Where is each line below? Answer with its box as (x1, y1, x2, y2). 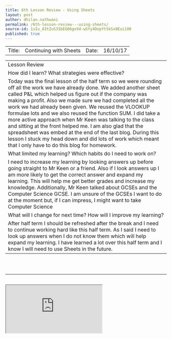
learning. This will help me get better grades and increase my (8, 178, 155, 184)
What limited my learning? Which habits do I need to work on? (8, 150, 157, 157)
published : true (5, 31, 40, 36)
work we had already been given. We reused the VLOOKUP (8, 103, 150, 110)
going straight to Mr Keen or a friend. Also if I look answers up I (8, 165, 160, 172)
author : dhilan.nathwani (5, 17, 58, 22)
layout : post (5, 12, 33, 17)
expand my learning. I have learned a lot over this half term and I (8, 239, 162, 246)
